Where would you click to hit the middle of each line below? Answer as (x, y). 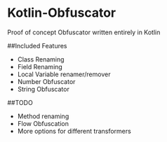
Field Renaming (40, 66)
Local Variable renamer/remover (64, 74)
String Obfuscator (44, 89)
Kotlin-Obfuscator (62, 13)
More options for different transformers (74, 131)
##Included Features (37, 45)
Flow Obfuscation (43, 123)
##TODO (20, 102)
